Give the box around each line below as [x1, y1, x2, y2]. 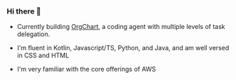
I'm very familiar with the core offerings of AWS [16, 65, 156, 74]
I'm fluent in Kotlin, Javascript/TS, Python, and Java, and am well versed [16, 44, 230, 52]
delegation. [16, 30, 50, 38]
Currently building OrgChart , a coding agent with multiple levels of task [16, 23, 225, 31]
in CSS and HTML [16, 51, 70, 59]
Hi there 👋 [6, 6, 42, 16]
